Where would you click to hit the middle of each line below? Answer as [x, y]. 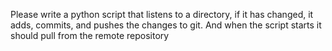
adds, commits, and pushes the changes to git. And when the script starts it [166, 25]
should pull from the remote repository [90, 35]
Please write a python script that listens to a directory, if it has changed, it [162, 14]
